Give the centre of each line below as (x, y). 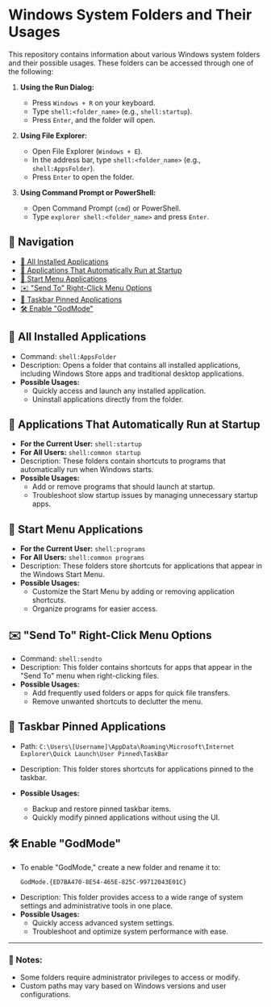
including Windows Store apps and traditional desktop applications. (132, 374)
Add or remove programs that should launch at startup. (123, 487)
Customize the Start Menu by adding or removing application (133, 591)
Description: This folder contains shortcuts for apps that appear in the (136, 667)
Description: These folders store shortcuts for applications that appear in (141, 566)
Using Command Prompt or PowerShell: (88, 192)
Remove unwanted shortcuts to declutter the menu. (117, 701)
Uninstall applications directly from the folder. (108, 399)
